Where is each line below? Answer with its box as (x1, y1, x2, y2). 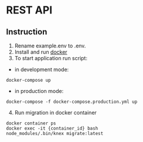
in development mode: (14, 66, 69, 73)
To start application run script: (14, 55, 88, 61)
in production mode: (14, 88, 64, 94)
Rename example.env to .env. (14, 42, 86, 49)
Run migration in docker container (14, 109, 97, 116)
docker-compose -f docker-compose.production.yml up (6, 99, 138, 105)
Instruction (6, 27, 47, 37)
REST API (6, 4, 53, 17)
